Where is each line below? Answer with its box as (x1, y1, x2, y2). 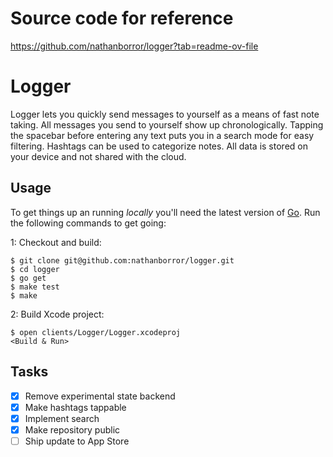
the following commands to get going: (10, 217, 167, 229)
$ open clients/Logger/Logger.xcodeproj (10, 327, 182, 337)
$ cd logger (10, 264, 60, 274)
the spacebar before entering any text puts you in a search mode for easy (10, 129, 315, 141)
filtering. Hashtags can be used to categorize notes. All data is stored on (10, 140, 308, 152)
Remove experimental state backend (24, 390, 176, 402)
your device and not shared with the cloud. (10, 150, 187, 162)
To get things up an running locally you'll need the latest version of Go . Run (10, 206, 321, 218)
